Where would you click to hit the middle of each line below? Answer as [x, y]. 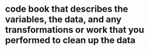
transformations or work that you [75, 30]
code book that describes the [67, 9]
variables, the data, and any [63, 19]
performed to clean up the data [70, 40]
